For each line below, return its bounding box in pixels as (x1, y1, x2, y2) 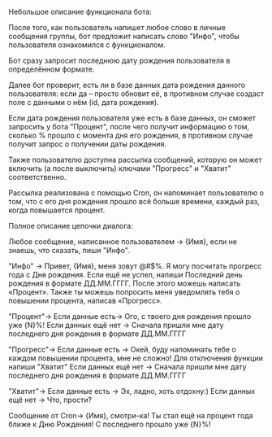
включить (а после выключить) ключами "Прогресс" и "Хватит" (8, 164, 231, 173)
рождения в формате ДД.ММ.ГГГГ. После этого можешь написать (8, 278, 241, 288)
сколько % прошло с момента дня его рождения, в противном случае (8, 130, 253, 140)
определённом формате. (8, 64, 95, 74)
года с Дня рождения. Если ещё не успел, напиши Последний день (8, 270, 243, 279)
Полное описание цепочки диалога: (8, 221, 133, 230)
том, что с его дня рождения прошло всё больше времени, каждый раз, (8, 197, 260, 206)
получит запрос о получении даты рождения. (8, 139, 166, 149)
